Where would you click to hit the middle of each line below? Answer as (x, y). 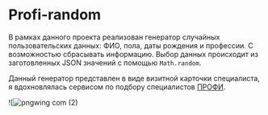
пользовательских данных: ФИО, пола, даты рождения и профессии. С (131, 45)
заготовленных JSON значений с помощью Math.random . (105, 63)
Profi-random (55, 15)
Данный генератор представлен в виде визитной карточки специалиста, (134, 78)
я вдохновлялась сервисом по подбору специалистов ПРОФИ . (117, 87)
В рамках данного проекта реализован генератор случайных (114, 37)
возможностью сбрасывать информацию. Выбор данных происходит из (133, 54)
